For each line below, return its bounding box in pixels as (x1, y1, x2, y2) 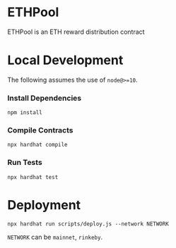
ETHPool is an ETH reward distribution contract (7, 27, 145, 36)
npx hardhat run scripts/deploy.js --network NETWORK (7, 220, 170, 228)
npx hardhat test (7, 173, 59, 180)
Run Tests (7, 158, 42, 168)
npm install (7, 109, 42, 116)
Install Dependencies (7, 93, 82, 103)
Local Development (7, 52, 124, 68)
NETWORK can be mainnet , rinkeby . (7, 232, 103, 241)
